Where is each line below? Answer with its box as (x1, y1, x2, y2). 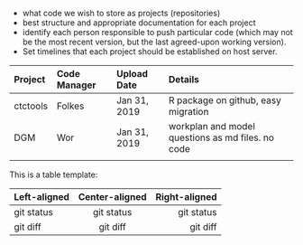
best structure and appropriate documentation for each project (22, 17, 256, 28)
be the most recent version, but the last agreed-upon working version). (22, 36, 287, 47)
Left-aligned (14, 191, 70, 203)
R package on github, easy (168, 94, 281, 107)
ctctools (14, 99, 48, 112)
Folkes (56, 99, 85, 112)
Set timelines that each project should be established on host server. (22, 46, 278, 57)
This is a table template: (9, 169, 98, 180)
